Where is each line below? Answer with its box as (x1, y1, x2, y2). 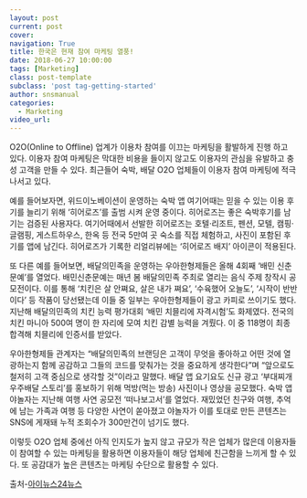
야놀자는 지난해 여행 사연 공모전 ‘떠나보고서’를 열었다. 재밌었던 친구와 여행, (9, 394, 274, 405)
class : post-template (9, 73, 92, 82)
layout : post (9, 13, 59, 23)
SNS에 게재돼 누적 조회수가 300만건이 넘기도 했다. (9, 417, 190, 428)
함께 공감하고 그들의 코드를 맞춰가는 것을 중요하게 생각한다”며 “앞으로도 (40, 360, 295, 371)
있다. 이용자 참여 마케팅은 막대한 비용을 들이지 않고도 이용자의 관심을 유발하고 (9, 153, 285, 164)
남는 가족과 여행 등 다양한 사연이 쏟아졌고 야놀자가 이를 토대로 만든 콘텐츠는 (18, 406, 288, 417)
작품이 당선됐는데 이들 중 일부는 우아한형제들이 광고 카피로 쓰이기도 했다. (37, 294, 297, 306)
